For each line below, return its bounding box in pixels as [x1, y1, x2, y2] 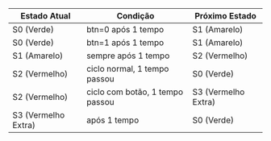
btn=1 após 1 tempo [85, 37, 165, 48]
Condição [116, 10, 155, 21]
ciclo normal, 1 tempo [85, 64, 169, 74]
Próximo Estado [194, 10, 256, 21]
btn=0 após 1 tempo [85, 24, 165, 35]
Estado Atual [19, 10, 71, 21]
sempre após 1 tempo [85, 50, 170, 61]
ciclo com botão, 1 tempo [85, 86, 184, 97]
